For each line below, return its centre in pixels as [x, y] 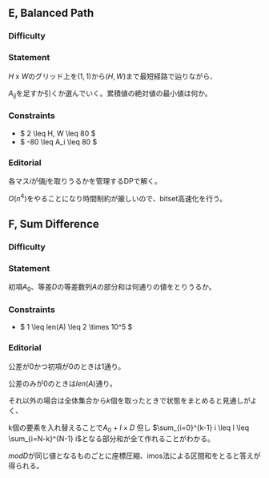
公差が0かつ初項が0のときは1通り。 [67, 366]
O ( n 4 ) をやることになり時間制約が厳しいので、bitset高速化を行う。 [117, 198]
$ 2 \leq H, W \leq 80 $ [58, 133]
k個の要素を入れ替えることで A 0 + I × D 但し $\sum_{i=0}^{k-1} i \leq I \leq [129, 428]
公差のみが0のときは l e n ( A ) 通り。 [63, 383]
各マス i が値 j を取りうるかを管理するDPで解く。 [85, 181]
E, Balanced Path [51, 13]
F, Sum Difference [54, 224]
